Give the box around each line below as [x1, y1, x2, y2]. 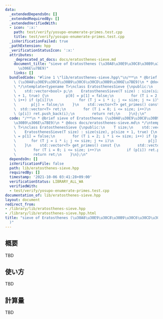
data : [5, 7, 16, 12]
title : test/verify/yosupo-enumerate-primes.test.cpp [14, 35, 125, 39]
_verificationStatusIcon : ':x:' [9, 48, 75, 53]
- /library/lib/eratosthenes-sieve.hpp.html [5, 211, 97, 216]
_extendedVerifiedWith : [9, 20, 57, 26]
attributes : [9, 52, 34, 57]
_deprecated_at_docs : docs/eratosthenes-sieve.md [14, 57, 116, 62]
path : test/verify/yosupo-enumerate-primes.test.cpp [14, 30, 123, 35]
